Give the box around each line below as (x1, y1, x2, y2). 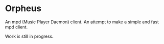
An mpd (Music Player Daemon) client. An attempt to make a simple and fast (5, 19, 159, 25)
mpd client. (5, 24, 28, 29)
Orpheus (5, 3, 42, 14)
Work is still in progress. (5, 33, 54, 39)
